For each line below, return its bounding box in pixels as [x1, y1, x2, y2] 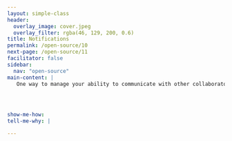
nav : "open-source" [13, 67, 70, 74]
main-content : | [7, 74, 54, 81]
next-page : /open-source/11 [7, 49, 88, 56]
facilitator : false [7, 55, 64, 62]
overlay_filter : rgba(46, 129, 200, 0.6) [13, 29, 135, 36]
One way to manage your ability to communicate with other [16, 80, 190, 87]
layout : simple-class [7, 10, 70, 17]
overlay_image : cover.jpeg [13, 23, 91, 30]
